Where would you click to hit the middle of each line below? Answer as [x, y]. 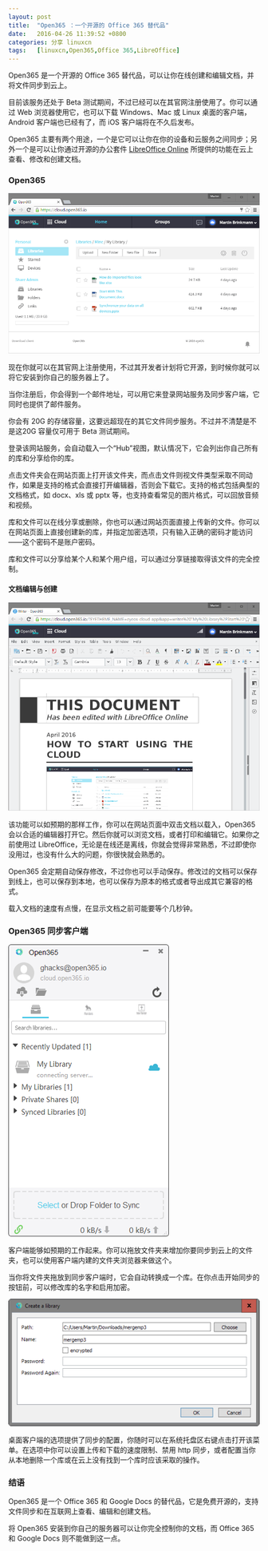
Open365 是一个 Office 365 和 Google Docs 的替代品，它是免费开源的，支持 [134, 1501]
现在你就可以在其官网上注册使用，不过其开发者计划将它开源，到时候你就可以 [134, 367]
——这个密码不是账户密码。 [54, 542]
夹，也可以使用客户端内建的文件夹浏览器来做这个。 [92, 1260]
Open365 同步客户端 [48, 930]
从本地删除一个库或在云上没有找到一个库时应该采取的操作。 [106, 1460]
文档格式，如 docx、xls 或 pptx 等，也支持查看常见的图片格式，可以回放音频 [134, 495]
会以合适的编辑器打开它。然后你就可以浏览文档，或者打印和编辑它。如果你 [130, 834]
